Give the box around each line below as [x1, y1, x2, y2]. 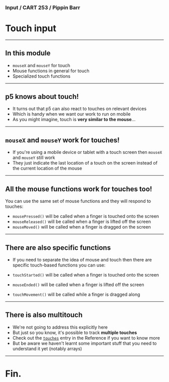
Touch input [5, 23, 56, 34]
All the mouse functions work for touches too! [5, 185, 152, 193]
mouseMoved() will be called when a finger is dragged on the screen [12, 224, 151, 230]
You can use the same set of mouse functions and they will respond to [5, 198, 151, 204]
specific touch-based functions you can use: [12, 262, 106, 268]
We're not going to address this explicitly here [12, 324, 108, 330]
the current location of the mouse [12, 166, 82, 172]
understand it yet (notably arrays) [12, 345, 82, 352]
